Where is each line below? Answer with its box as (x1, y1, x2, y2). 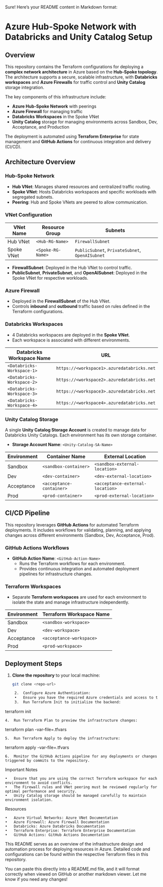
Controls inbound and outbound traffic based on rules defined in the (12, 303, 150, 309)
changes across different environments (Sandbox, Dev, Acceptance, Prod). (5, 532, 155, 538)
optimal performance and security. (5, 789, 77, 793)
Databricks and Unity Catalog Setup (5, 32, 153, 43)
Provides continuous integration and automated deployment (19, 566, 139, 571)
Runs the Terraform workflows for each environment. (19, 560, 126, 566)
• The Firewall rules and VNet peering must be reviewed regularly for (5, 784, 158, 790)
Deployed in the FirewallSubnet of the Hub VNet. (12, 298, 111, 304)
